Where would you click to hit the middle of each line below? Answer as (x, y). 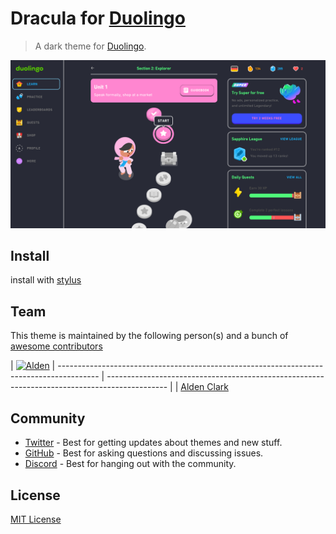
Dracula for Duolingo (98, 18)
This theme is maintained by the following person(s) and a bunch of (149, 336)
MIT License (36, 519)
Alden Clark (204, 387)
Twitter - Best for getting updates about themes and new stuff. (153, 443)
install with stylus (46, 280)
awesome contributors (56, 346)
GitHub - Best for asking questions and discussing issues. (144, 453)
